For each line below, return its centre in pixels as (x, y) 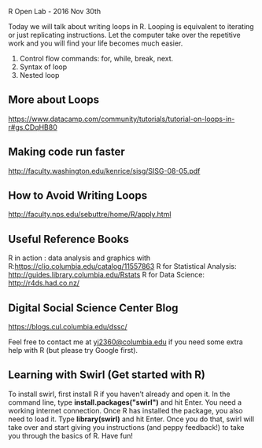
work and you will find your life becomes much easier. (96, 43)
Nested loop (39, 75)
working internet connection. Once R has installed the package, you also (125, 410)
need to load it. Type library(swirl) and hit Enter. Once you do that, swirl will (131, 419)
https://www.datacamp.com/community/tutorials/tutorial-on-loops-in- (122, 119)
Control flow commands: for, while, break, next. (96, 59)
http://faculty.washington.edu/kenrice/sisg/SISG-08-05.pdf (104, 171)
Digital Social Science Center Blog (93, 308)
